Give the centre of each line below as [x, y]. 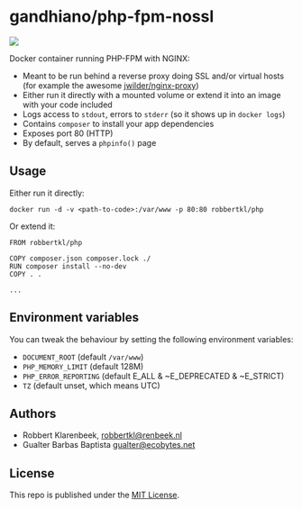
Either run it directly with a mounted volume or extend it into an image [151, 95]
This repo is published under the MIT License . [95, 495]
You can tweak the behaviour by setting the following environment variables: [151, 339]
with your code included [67, 105]
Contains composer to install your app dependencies [118, 123]
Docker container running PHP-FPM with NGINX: [100, 58]
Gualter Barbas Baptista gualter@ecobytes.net [109, 445]
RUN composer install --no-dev [68, 266]
